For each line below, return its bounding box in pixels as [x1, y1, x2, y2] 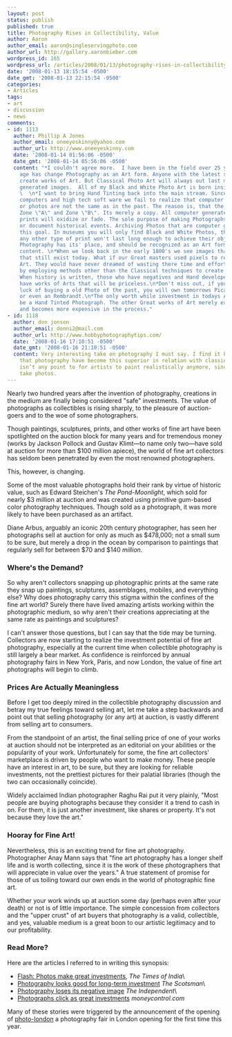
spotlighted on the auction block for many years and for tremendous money [7, 431, 222, 440]
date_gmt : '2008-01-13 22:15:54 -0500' [7, 74, 122, 82]
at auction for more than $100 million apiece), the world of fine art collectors [7, 447, 224, 455]
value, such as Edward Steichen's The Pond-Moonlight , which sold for [7, 488, 207, 496]
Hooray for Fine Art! [7, 830, 75, 840]
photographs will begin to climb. [7, 665, 99, 673]
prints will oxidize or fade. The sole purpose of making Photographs [19, 216, 227, 223]
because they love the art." [7, 813, 84, 821]
